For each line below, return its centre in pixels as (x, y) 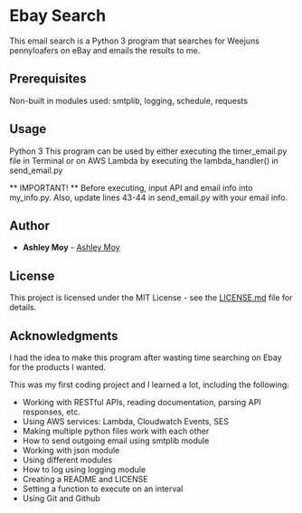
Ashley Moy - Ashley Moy (71, 247)
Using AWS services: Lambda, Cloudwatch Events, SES (125, 421)
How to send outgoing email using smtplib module (116, 441)
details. (23, 308)
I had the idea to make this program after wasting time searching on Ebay (146, 357)
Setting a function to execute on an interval (103, 489)
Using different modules (67, 460)
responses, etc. (52, 412)
